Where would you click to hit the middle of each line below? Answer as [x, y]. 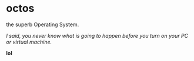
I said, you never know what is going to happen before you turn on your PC [97, 35]
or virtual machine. [29, 42]
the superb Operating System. [43, 24]
